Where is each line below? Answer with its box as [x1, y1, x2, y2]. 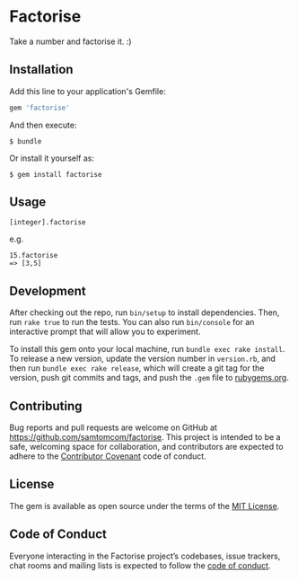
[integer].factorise [9, 218, 87, 227]
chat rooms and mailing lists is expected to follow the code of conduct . [9, 559, 271, 571]
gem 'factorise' [9, 103, 70, 112]
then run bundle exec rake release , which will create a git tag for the [9, 363, 265, 373]
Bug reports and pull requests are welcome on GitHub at [9, 422, 218, 433]
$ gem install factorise [9, 170, 102, 179]
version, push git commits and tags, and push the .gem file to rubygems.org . [9, 373, 290, 383]
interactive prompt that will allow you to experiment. [9, 326, 201, 338]
